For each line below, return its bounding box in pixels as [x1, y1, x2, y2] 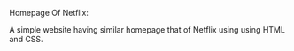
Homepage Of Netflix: [9, 8, 89, 18]
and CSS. [9, 34, 43, 44]
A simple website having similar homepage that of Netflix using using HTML [9, 25, 286, 34]
